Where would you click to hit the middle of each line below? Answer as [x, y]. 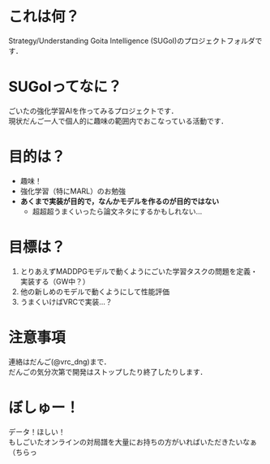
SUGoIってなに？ [65, 87]
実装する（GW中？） [55, 281]
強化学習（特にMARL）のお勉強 [73, 191]
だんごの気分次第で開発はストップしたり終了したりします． [108, 371]
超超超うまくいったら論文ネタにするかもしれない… [117, 211]
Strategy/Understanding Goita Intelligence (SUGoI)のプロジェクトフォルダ [132, 41]
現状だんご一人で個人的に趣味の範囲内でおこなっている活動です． [118, 121]
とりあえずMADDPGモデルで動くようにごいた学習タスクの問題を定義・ [139, 271]
